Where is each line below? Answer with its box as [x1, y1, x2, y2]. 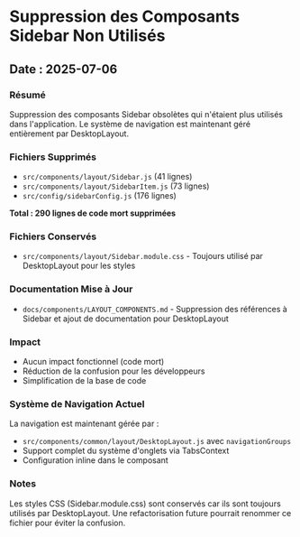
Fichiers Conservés [9, 230, 97, 243]
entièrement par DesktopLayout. [9, 128, 129, 139]
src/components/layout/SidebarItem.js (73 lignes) [22, 181, 210, 191]
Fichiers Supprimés [9, 151, 97, 163]
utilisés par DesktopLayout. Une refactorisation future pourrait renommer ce [9, 507, 292, 518]
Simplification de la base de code [22, 375, 147, 386]
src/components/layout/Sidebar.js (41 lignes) [22, 171, 193, 182]
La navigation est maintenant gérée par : [9, 418, 159, 430]
